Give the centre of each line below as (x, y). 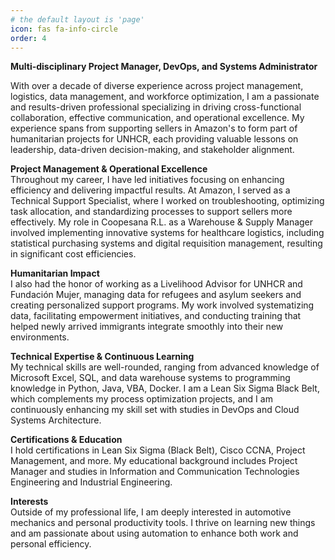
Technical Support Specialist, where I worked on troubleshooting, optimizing (167, 201)
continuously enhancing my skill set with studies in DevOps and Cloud (155, 410)
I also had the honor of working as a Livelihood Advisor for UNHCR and (156, 284)
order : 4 (28, 38)
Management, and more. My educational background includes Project (154, 461)
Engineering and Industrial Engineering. (91, 482)
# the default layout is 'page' (77, 19)
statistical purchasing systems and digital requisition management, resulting (166, 243)
